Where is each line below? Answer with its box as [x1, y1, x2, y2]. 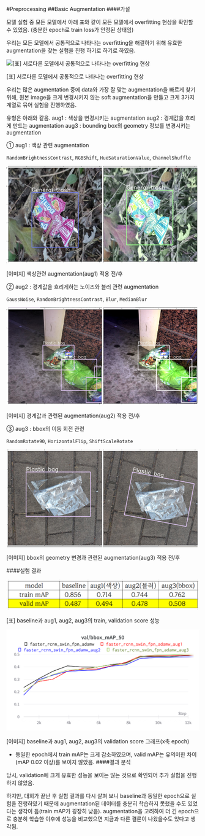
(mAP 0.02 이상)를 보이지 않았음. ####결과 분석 [15, 759, 131, 766]
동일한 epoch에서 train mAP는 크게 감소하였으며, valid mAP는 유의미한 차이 [15, 751, 197, 758]
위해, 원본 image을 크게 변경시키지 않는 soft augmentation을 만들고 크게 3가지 [6, 94, 195, 101]
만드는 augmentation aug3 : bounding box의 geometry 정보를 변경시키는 [12, 122, 191, 129]
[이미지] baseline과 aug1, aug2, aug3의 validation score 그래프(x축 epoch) [6, 738, 190, 745]
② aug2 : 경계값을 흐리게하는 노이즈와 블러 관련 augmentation [6, 283, 159, 290]
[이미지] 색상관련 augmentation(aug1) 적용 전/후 [6, 270, 123, 277]
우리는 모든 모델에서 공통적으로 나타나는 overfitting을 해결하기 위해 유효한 [6, 39, 182, 46]
